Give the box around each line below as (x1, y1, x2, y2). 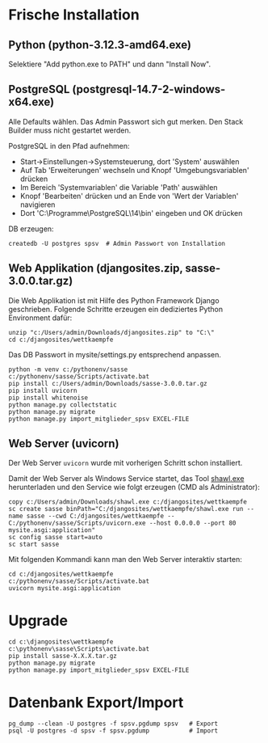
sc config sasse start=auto (8, 534, 103, 542)
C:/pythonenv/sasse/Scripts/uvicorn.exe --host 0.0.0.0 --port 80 (8, 519, 237, 527)
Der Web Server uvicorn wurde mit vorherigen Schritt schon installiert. (8, 458, 243, 468)
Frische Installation (8, 6, 140, 24)
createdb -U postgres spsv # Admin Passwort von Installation (8, 239, 226, 247)
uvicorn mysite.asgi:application (8, 585, 121, 593)
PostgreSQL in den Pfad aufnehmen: (8, 141, 131, 150)
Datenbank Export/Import (8, 693, 184, 711)
